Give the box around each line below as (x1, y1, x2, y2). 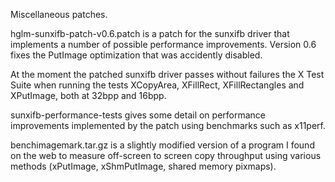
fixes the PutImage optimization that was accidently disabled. (10, 49, 263, 61)
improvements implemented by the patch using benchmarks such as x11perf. (10, 120, 326, 131)
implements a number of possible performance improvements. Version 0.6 (10, 39, 317, 50)
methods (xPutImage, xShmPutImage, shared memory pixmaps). (10, 160, 277, 172)
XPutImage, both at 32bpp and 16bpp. (10, 90, 167, 101)
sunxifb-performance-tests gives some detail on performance (10, 109, 267, 121)
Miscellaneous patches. (10, 9, 108, 20)
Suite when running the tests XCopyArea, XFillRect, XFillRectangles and (10, 79, 305, 91)
